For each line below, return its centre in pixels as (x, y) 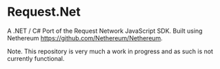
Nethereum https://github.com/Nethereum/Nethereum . (85, 38)
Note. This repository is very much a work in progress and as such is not (110, 51)
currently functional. (36, 58)
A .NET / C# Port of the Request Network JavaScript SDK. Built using (105, 31)
